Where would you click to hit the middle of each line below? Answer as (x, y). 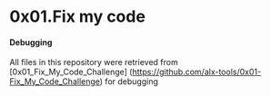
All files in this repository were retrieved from (94, 62)
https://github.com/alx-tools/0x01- (196, 72)
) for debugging (129, 82)
